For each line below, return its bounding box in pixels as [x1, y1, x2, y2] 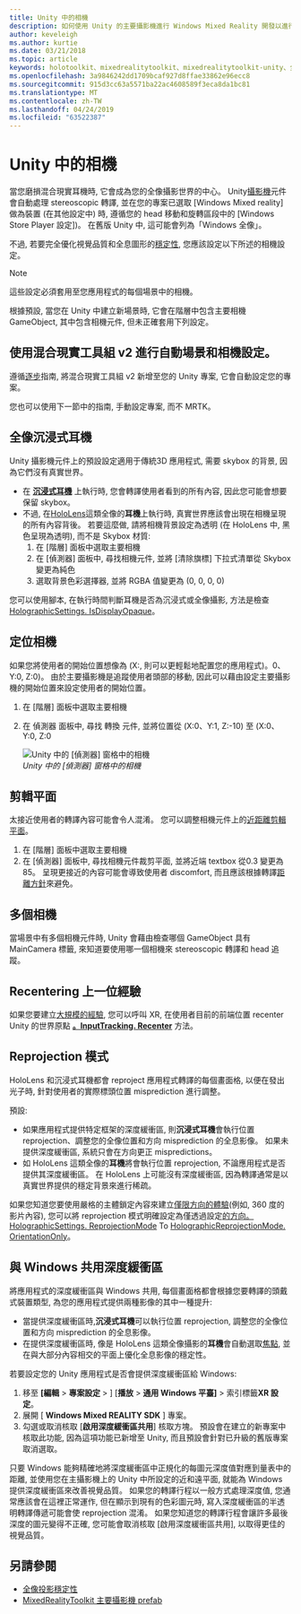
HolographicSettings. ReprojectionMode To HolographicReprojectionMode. [9, 1220, 287, 1231]
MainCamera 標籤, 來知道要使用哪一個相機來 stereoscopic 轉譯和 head [9, 943, 270, 955]
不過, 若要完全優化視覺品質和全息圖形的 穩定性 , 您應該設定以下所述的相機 [9, 239, 278, 249]
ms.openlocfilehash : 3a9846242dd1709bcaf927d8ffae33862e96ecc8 [9, 72, 251, 81]
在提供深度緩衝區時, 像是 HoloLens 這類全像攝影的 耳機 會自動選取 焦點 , [21, 1338, 281, 1349]
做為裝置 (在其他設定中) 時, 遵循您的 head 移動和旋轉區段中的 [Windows [9, 208, 275, 220]
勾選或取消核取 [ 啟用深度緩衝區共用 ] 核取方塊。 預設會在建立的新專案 [21, 1420, 279, 1431]
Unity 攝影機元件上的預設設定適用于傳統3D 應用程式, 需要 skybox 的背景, [9, 455, 278, 466]
